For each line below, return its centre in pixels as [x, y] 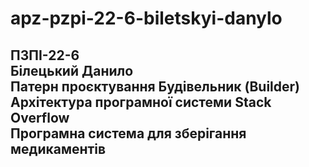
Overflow [40, 117]
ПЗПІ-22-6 [45, 55]
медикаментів [58, 148]
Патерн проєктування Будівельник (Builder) [155, 86]
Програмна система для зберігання [128, 133]
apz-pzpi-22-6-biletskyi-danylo [146, 18]
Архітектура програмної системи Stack [141, 102]
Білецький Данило [72, 70]
